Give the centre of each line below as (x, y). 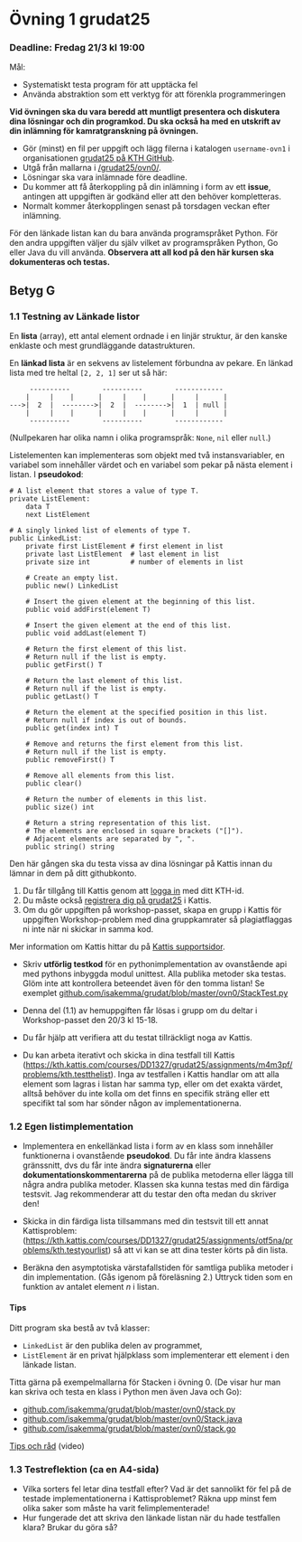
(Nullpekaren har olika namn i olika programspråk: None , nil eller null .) (140, 437)
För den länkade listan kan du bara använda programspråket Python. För (144, 233)
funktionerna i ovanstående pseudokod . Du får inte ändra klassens (147, 1156)
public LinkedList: (46, 539)
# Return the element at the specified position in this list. (147, 713)
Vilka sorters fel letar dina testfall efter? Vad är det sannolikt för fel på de (157, 1489)
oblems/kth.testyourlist (65, 1250)
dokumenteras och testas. (60, 262)
